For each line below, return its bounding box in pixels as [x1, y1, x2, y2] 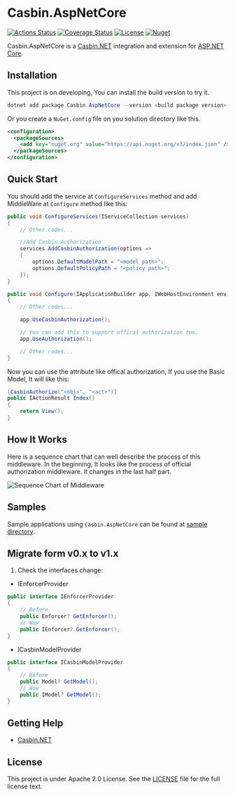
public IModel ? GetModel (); [20, 691, 101, 699]
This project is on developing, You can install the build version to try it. [7, 88, 210, 96]
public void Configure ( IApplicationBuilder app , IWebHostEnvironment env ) [7, 290, 230, 297]
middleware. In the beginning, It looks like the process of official [7, 459, 192, 468]
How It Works [7, 433, 68, 446]
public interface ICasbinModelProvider [7, 659, 124, 666]
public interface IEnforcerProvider [7, 593, 114, 600]
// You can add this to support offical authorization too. [20, 329, 199, 336]
